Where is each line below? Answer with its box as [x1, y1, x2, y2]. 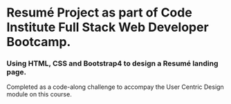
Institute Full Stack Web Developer [6, 19, 209, 35]
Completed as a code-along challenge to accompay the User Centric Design [6, 83, 224, 91]
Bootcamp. [6, 34, 71, 50]
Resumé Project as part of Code [6, 5, 193, 21]
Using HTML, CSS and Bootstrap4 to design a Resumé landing [6, 59, 219, 68]
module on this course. [6, 90, 72, 98]
